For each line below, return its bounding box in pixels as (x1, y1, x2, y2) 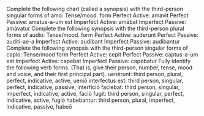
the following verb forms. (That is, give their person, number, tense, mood (6, 64, 193, 71)
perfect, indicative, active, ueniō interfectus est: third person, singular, (6, 77, 184, 84)
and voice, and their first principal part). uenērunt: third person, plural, (6, 71, 183, 77)
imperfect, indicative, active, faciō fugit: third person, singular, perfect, (6, 90, 184, 97)
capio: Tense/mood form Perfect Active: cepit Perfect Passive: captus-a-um (6, 51, 198, 58)
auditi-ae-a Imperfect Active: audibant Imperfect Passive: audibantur (6, 38, 180, 45)
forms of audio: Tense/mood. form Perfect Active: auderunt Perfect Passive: (6, 31, 198, 39)
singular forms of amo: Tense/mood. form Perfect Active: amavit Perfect (6, 12, 189, 19)
